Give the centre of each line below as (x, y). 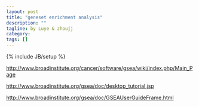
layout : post (22, 12)
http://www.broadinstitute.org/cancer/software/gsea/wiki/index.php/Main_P (99, 68)
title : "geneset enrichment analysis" (54, 17)
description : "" (26, 23)
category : (19, 34)
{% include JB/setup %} (36, 56)
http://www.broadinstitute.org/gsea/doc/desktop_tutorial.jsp (80, 86)
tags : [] (17, 39)
